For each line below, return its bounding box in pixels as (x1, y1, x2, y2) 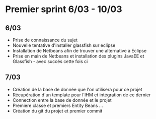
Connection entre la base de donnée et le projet (12, 97, 112, 103)
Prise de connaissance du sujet (12, 37, 78, 43)
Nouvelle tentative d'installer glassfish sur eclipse (12, 42, 116, 48)
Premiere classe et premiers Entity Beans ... (12, 102, 103, 108)
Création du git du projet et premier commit (12, 107, 103, 114)
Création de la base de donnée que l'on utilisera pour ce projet (12, 86, 142, 92)
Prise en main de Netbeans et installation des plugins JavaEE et (12, 53, 144, 59)
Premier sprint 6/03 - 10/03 (5, 4, 122, 15)
